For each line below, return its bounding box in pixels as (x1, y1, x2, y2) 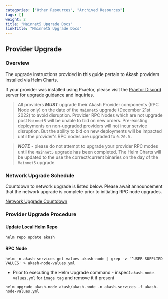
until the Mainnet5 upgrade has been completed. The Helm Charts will (17, 148, 162, 155)
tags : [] (5, 12, 24, 17)
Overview (5, 60, 30, 67)
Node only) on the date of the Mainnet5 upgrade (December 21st (17, 107, 151, 113)
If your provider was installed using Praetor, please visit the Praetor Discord (5, 86, 162, 92)
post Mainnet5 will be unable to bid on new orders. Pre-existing (17, 117, 148, 123)
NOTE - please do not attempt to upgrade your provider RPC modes (17, 143, 158, 149)
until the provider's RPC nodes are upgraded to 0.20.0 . (17, 133, 133, 139)
